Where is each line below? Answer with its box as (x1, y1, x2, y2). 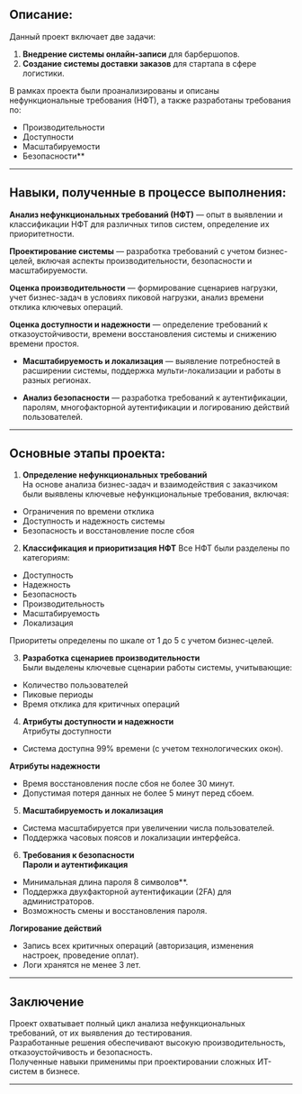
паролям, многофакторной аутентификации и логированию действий (22, 401, 290, 413)
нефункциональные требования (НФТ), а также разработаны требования (9, 95, 291, 105)
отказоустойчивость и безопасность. (9, 1047, 153, 1058)
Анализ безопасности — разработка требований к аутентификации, (22, 392, 288, 403)
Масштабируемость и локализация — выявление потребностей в (22, 355, 280, 366)
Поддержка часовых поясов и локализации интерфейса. (22, 833, 241, 843)
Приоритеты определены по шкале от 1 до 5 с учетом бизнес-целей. (9, 635, 274, 646)
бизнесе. (46, 1066, 81, 1077)
